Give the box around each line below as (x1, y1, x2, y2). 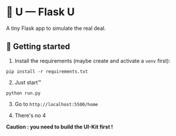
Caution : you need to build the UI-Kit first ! (6, 123, 114, 130)
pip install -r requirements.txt (6, 69, 88, 74)
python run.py (6, 90, 41, 96)
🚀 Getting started (6, 42, 71, 52)
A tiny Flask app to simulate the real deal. (6, 25, 106, 32)
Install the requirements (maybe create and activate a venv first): (14, 57, 171, 64)
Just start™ (14, 79, 41, 86)
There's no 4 (14, 111, 46, 119)
